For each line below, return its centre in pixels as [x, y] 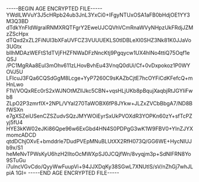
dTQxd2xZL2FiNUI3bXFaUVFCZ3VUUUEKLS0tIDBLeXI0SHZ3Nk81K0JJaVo [99, 40]
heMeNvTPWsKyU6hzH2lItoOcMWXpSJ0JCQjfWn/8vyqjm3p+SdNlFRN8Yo [99, 154]
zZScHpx [17, 34]
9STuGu [16, 160]
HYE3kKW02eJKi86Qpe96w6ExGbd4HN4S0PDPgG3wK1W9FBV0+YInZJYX [100, 128]
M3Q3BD [17, 21]
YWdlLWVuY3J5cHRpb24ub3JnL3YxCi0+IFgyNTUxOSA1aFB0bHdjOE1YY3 [98, 15]
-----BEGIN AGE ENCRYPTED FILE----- [54, 9]
